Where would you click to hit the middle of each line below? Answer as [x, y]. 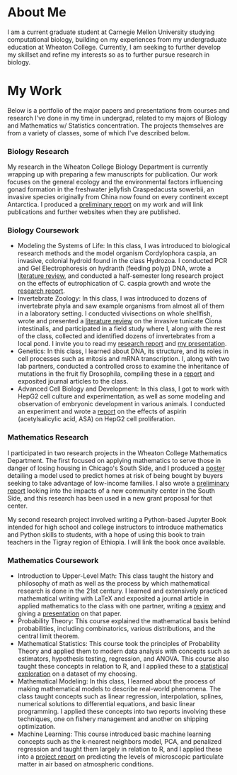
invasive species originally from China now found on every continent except [118, 197]
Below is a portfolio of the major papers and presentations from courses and [118, 110]
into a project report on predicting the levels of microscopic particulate [121, 757]
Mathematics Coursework [53, 560]
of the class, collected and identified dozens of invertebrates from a [116, 336]
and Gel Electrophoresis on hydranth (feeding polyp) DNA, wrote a [114, 268]
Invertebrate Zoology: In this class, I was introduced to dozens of [112, 299]
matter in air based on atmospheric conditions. [86, 764]
